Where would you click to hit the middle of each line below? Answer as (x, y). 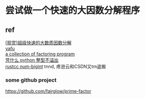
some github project (31, 80)
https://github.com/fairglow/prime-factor (48, 91)
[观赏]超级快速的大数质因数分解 (38, 43)
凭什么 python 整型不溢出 (32, 60)
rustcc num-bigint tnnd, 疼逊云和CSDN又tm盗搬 (56, 66)
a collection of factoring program (40, 54)
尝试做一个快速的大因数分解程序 (73, 11)
